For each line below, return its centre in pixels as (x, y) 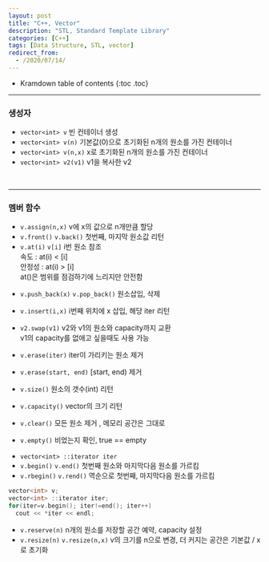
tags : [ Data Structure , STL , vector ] (71, 46)
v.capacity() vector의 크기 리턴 (71, 406)
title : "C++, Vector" (44, 23)
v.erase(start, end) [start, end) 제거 (81, 372)
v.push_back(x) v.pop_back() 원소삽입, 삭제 (90, 294)
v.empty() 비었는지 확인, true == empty (83, 440)
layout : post (30, 16)
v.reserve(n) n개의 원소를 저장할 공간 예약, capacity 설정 (111, 529)
